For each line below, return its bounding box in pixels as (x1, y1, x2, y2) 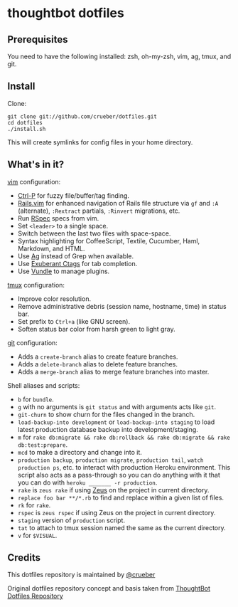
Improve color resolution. (17, 294, 91, 303)
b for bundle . (17, 395, 55, 403)
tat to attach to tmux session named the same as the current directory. (17, 523, 226, 532)
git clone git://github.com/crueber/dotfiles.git (7, 112, 158, 120)
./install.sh (7, 125, 46, 132)
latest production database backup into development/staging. (17, 425, 199, 433)
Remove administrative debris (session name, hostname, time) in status (17, 302, 227, 310)
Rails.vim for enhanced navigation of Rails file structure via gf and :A (17, 199, 219, 207)
